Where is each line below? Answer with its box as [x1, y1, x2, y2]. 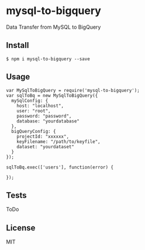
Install [6, 40, 29, 50]
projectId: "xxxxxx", [16, 133, 69, 139]
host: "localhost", [16, 102, 64, 109]
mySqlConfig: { [11, 98, 49, 104]
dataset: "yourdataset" [16, 143, 75, 150]
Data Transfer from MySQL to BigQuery [6, 23, 101, 30]
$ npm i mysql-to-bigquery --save [6, 56, 91, 62]
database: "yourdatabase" [16, 118, 80, 124]
